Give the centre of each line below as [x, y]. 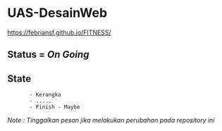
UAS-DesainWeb [57, 13]
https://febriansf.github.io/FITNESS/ [59, 32]
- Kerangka [45, 95]
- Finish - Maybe [55, 107]
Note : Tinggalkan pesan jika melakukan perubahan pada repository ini [111, 120]
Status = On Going [48, 55]
